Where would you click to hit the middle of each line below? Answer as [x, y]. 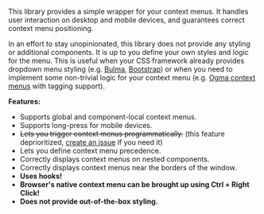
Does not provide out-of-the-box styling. [89, 201]
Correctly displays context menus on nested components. [115, 159]
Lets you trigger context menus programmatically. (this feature [122, 134]
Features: [25, 101]
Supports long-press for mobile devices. [86, 125]
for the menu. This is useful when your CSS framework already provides [126, 60]
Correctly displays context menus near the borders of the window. [128, 167]
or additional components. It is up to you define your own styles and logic [128, 52]
